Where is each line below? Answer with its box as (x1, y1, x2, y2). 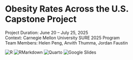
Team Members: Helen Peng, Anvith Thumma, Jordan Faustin (5, 40, 128, 45)
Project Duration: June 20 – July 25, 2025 (5, 30, 88, 35)
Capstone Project (5, 14, 77, 25)
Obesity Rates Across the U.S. (5, 3, 129, 15)
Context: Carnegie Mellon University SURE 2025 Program (5, 35, 120, 41)
